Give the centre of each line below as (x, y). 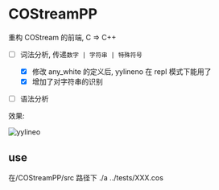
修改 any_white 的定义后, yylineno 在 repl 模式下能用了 (122, 72)
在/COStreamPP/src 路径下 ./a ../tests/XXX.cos (86, 178)
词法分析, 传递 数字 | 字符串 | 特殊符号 (81, 54)
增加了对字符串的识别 (67, 82)
